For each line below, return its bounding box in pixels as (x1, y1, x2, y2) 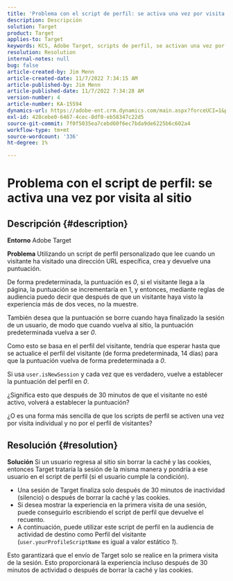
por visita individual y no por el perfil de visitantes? (7, 419, 153, 427)
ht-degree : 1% (7, 140, 49, 147)
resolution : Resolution (7, 49, 76, 56)
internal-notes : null (7, 56, 70, 63)
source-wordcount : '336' (7, 133, 79, 140)
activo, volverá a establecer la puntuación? (7, 398, 130, 407)
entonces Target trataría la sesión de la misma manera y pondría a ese (7, 465, 208, 473)
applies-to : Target (7, 36, 64, 43)
